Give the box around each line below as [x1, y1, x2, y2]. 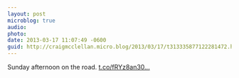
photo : [7, 30, 27, 38]
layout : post [7, 10, 46, 18]
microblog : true [7, 17, 55, 24]
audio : [7, 23, 27, 30]
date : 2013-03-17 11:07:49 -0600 [7, 37, 107, 44]
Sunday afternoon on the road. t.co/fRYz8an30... [7, 63, 151, 71]
